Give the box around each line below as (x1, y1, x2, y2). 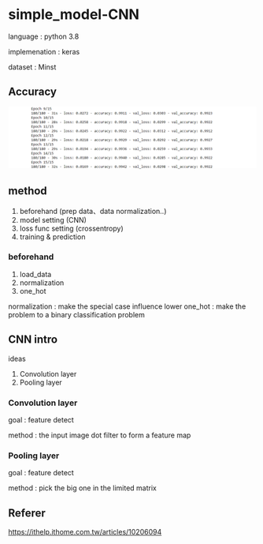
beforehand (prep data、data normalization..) (19, 206, 167, 216)
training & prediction (19, 231, 86, 242)
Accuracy (8, 85, 57, 99)
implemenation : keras (8, 47, 80, 56)
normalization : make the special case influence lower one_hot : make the (8, 302, 246, 311)
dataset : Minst (8, 62, 57, 72)
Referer (8, 506, 46, 520)
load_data (19, 269, 52, 279)
